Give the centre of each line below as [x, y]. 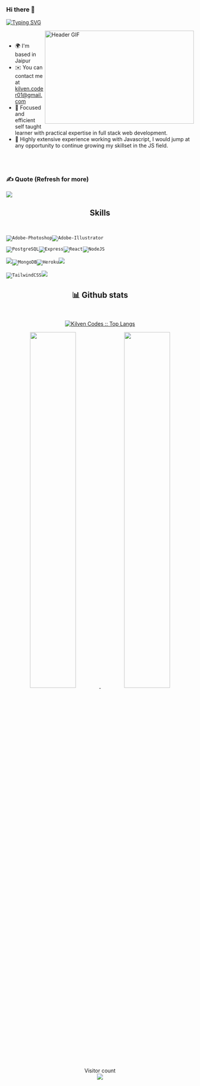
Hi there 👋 [21, 10]
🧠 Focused [28, 108]
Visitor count [100, 1071]
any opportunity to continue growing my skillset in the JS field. [91, 146]
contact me [29, 76]
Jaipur [23, 61]
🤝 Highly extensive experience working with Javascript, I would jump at [102, 139]
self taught [28, 127]
